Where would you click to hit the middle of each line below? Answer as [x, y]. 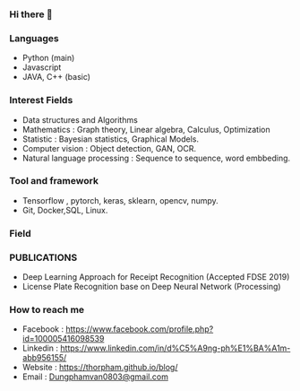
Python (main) [48, 58]
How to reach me [47, 309]
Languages [34, 38]
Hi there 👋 [31, 14]
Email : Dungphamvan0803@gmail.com [95, 377]
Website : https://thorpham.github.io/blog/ [100, 368]
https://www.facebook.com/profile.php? [140, 329]
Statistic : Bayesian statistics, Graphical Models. [111, 139]
